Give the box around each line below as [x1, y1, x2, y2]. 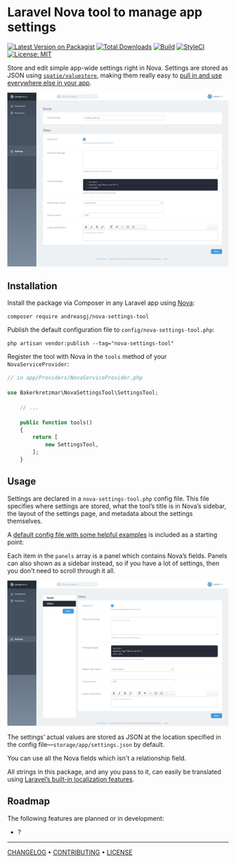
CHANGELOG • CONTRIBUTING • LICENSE [7, 848, 133, 856]
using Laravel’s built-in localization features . [7, 775, 135, 783]
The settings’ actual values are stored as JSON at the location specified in [7, 733, 221, 741]
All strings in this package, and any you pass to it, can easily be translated [7, 768, 221, 776]
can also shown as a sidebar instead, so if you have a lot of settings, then [7, 559, 220, 567]
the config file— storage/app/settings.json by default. [7, 741, 165, 749]
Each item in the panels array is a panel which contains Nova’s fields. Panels [7, 551, 228, 560]
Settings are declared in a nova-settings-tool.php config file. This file [7, 494, 209, 503]
